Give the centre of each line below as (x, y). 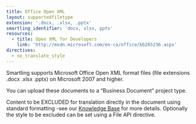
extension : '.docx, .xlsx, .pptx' (49, 23)
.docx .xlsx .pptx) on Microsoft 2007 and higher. (65, 79)
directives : (21, 50)
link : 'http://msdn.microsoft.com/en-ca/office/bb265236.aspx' (97, 45)
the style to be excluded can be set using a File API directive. (81, 115)
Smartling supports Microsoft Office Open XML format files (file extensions (98, 72)
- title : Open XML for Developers (54, 39)
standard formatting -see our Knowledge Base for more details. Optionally (97, 108)
